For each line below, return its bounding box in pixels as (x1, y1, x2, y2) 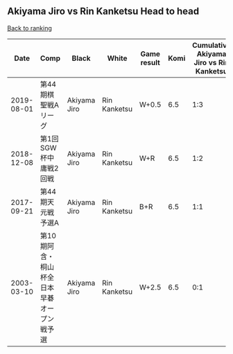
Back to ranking (7, 24, 52, 32)
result (140, 57, 161, 67)
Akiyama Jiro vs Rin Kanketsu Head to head (7, 6, 200, 17)
